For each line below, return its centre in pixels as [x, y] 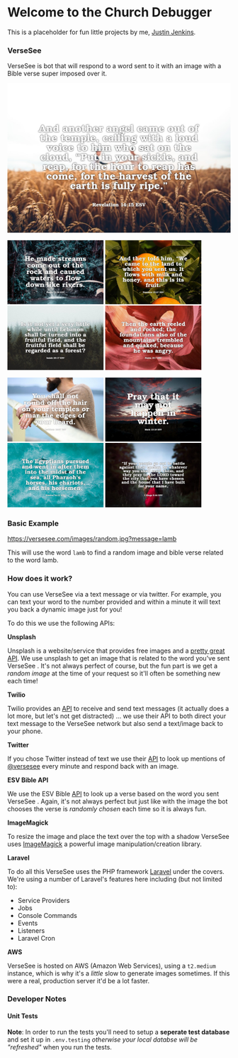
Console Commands [47, 915]
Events [28, 923]
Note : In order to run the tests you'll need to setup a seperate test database [119, 1032]
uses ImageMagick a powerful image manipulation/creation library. [104, 844]
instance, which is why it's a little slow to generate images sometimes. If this [119, 973]
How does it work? [40, 579]
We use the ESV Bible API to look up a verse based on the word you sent [113, 793]
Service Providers [44, 900]
